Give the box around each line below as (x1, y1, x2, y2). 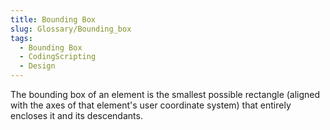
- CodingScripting (19, 52, 97, 62)
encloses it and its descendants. (10, 110, 143, 121)
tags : (10, 33, 33, 43)
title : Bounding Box (10, 14, 97, 25)
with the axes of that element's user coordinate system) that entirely (10, 99, 292, 111)
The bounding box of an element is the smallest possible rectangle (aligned (10, 89, 321, 100)
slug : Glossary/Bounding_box (10, 24, 132, 34)
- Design (19, 61, 56, 71)
